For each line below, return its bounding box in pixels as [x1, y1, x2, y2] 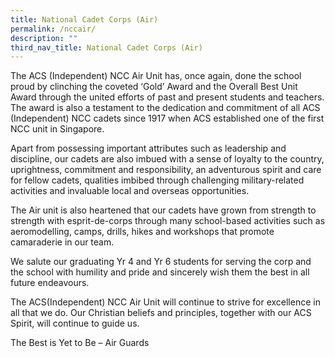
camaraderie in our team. [10, 236, 115, 248]
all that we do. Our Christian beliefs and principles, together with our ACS [10, 307, 312, 319]
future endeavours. [10, 277, 90, 289]
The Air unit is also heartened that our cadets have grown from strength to [10, 204, 317, 216]
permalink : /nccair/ [10, 24, 97, 34]
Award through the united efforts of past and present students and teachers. [10, 91, 325, 103]
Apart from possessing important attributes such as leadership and [10, 142, 287, 155]
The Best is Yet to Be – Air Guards [10, 337, 150, 349]
